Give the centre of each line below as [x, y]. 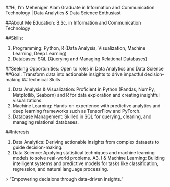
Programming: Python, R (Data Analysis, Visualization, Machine [79, 48]
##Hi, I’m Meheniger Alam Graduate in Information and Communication [80, 7]
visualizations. [28, 100]
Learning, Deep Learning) [40, 53]
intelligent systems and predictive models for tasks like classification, [85, 163]
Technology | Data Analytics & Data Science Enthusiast [63, 13]
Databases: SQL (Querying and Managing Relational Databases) [80, 59]
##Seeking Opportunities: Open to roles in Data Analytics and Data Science [85, 69]
